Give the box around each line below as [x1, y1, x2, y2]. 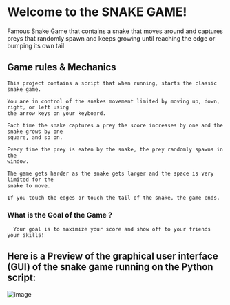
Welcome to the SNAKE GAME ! [7, 4, 187, 20]
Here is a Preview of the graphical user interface [7, 251, 218, 262]
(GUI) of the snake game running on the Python [7, 261, 213, 273]
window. [7, 158, 30, 165]
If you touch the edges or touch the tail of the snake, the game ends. [7, 194, 220, 201]
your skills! [7, 232, 45, 239]
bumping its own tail [7, 41, 65, 50]
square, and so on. [7, 134, 63, 141]
